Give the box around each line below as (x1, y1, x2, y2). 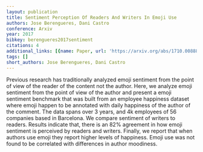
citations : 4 (6, 43, 39, 49)
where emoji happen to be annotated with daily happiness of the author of (6, 101, 191, 109)
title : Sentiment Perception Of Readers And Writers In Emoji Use (6, 14, 177, 21)
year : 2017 (6, 31, 34, 37)
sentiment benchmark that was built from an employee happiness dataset (6, 95, 189, 103)
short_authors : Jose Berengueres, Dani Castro (6, 59, 126, 65)
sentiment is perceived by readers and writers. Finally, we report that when (6, 127, 193, 135)
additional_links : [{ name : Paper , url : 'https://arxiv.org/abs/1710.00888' (6, 48, 201, 54)
